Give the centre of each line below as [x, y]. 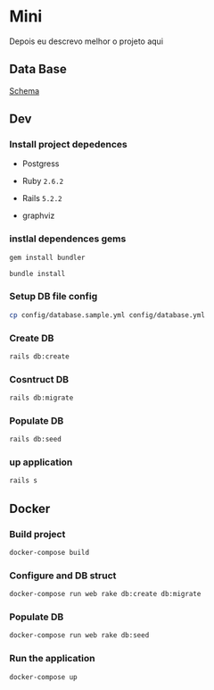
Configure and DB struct [63, 576]
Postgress [41, 164]
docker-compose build [49, 553]
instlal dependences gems [68, 239]
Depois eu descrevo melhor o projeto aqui [86, 41]
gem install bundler [48, 257]
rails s [24, 481]
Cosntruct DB [39, 379]
